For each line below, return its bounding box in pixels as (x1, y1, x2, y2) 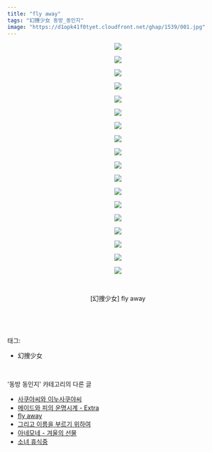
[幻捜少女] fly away (90, 295, 146, 303)
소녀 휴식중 (17, 437, 48, 446)
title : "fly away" (7, 10, 61, 18)
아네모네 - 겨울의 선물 (17, 429, 77, 437)
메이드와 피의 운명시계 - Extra (17, 403, 100, 412)
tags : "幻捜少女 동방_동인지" (7, 17, 84, 24)
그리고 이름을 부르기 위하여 (17, 420, 91, 429)
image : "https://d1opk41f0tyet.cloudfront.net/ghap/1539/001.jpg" (7, 23, 206, 30)
